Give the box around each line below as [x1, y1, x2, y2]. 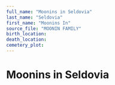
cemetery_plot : [6, 42, 44, 48]
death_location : [6, 37, 47, 42]
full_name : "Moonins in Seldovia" [6, 8, 93, 15]
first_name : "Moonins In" [6, 20, 71, 26]
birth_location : [6, 31, 47, 37]
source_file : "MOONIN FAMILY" [6, 25, 82, 32]
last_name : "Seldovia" [6, 14, 63, 20]
